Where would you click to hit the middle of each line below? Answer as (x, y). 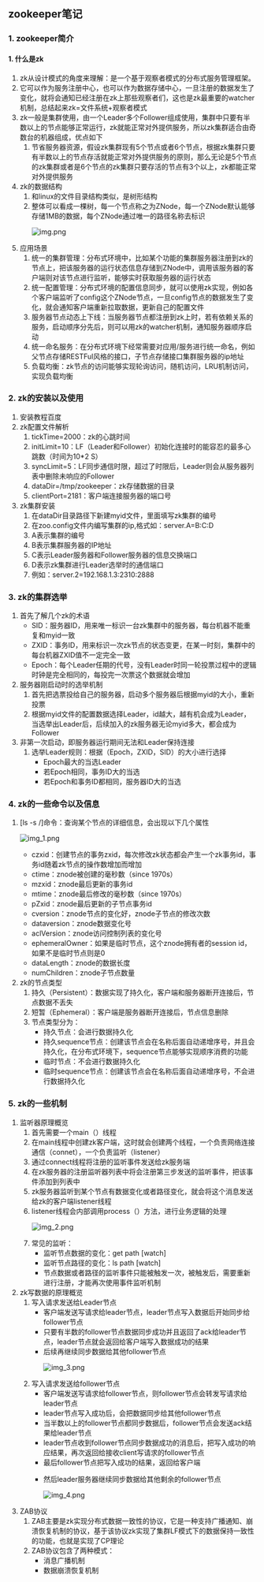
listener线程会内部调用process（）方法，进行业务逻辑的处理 (129, 1211)
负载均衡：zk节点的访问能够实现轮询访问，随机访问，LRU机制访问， (142, 366)
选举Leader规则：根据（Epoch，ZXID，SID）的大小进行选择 (129, 752)
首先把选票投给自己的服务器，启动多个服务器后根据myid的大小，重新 (143, 694)
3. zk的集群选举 (38, 597)
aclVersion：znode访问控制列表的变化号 (97, 933)
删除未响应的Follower (80, 476)
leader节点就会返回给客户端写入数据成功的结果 (133, 1342)
